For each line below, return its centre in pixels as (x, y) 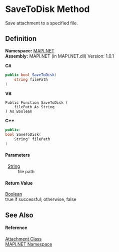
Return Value (19, 183)
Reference (16, 228)
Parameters (17, 155)
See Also (19, 215)
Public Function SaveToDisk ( (37, 103)
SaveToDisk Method (47, 9)
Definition (21, 39)
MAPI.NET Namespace (29, 244)
